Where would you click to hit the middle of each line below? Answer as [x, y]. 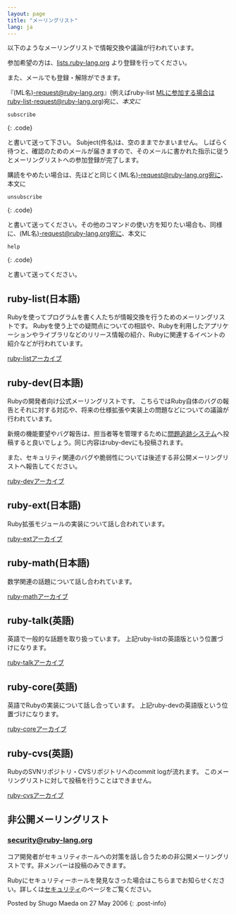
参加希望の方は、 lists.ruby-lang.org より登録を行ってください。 [99, 63]
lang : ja [20, 27]
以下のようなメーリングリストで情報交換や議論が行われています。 [103, 48]
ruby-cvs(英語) [41, 753]
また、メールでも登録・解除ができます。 [66, 77]
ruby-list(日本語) [44, 299]
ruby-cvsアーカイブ [36, 796]
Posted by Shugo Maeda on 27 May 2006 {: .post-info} [87, 903]
